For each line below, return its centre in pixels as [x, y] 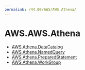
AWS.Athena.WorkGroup [36, 62]
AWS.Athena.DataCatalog [37, 47]
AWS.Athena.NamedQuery [38, 52]
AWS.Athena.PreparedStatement [44, 57]
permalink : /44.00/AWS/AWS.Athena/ [41, 9]
